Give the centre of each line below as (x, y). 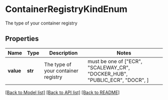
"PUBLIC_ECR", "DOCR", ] (118, 80)
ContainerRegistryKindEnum (66, 9)
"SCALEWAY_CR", (108, 67)
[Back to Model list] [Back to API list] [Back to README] (62, 92)
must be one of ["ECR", (115, 61)
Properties (22, 39)
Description (63, 52)
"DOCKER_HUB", (107, 73)
